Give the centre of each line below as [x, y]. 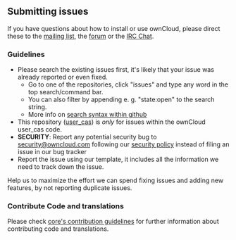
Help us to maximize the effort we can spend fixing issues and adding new [116, 181]
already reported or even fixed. [62, 77]
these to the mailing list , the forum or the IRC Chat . [81, 36]
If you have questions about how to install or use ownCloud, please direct [114, 28]
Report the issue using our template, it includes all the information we [118, 159]
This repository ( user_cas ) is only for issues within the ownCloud [111, 122]
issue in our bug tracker [52, 152]
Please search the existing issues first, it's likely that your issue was [116, 70]
